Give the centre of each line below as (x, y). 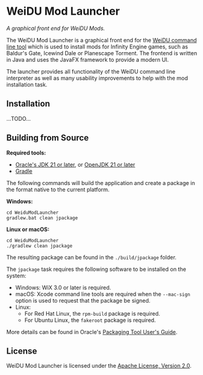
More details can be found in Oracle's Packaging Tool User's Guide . (92, 331)
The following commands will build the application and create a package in (101, 183)
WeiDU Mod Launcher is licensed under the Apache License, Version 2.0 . (99, 366)
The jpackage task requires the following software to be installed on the (96, 269)
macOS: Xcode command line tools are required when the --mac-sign (103, 294)
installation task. (27, 85)
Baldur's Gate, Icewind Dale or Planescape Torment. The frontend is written (102, 53)
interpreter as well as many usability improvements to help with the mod (97, 78)
